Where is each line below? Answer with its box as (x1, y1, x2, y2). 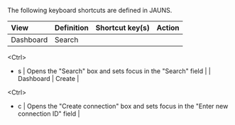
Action (156, 23, 180, 33)
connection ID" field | (17, 109, 80, 118)
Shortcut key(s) (95, 23, 151, 33)
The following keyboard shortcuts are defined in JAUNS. (7, 6, 173, 14)
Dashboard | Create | (17, 75, 80, 82)
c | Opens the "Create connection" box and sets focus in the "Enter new (17, 102, 229, 110)
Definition (54, 23, 89, 33)
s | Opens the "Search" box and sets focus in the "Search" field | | (17, 67, 211, 75)
